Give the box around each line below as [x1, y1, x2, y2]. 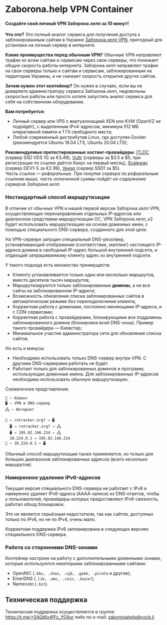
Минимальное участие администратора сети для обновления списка [12, 330, 161, 336]
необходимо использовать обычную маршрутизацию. [12, 376, 129, 382]
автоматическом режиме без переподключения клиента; [12, 298, 136, 304]
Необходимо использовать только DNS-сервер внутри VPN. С [12, 355, 146, 361]
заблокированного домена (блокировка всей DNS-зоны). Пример [12, 319, 154, 325]
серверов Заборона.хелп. [5, 181, 61, 187]
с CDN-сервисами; [12, 309, 53, 315]
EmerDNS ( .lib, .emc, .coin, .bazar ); [12, 575, 95, 582]
